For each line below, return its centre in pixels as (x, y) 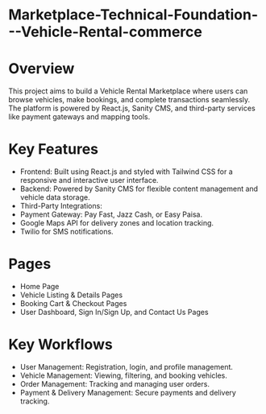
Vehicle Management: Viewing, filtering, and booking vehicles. (124, 375)
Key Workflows (60, 345)
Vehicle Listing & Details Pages (71, 295)
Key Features (54, 149)
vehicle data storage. (55, 197)
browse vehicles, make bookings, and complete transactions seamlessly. (129, 100)
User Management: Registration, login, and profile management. (127, 366)
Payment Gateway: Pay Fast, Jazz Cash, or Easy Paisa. (111, 214)
